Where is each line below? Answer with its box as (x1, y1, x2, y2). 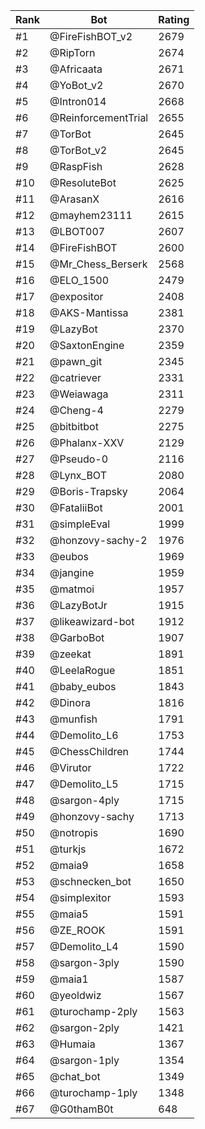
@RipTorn (49, 46, 96, 59)
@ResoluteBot (49, 176, 117, 189)
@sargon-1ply (49, 1054, 120, 1067)
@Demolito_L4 (49, 940, 119, 953)
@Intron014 (49, 95, 107, 108)
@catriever (49, 371, 102, 384)
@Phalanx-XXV (49, 436, 125, 449)
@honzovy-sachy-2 (49, 534, 148, 547)
